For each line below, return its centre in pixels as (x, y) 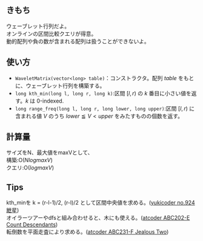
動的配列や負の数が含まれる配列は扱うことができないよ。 (78, 41)
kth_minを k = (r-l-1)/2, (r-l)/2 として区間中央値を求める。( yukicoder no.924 (101, 203)
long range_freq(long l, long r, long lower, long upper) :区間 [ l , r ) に (105, 108)
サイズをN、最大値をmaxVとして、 (50, 152)
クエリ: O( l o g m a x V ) (30, 168)
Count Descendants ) (32, 225)
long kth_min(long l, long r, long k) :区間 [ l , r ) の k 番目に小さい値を (103, 93)
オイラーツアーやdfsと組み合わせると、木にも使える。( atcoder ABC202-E (98, 218)
